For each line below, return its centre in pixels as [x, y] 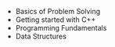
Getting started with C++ [56, 20]
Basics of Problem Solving [58, 11]
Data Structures [41, 36]
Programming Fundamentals [61, 28]
